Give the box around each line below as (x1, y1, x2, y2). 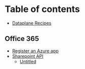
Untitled (19, 58, 36, 64)
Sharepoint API (12, 53, 44, 59)
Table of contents (5, 3, 80, 15)
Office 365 (5, 34, 39, 43)
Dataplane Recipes (12, 20, 52, 26)
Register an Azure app (12, 47, 59, 53)
